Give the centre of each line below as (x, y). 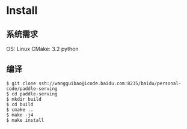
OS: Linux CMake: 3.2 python (43, 49)
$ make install (25, 120)
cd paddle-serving (35, 94)
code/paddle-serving (32, 88)
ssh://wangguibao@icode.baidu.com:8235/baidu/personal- (110, 83)
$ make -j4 (20, 115)
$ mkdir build (24, 99)
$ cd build (20, 104)
